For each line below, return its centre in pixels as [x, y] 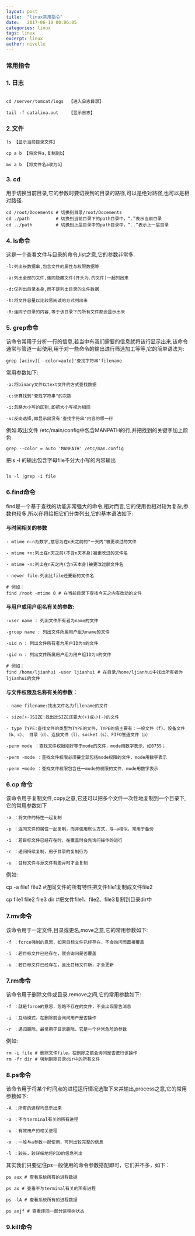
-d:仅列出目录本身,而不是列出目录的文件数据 [53, 289]
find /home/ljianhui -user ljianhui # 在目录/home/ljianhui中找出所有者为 [95, 672]
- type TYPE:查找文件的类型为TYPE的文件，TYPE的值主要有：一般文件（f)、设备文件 [96, 729]
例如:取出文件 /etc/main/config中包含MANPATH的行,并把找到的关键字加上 [95, 430]
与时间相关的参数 [27, 528]
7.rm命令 [18, 980]
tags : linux [20, 33]
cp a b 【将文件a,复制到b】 [36, 153]
